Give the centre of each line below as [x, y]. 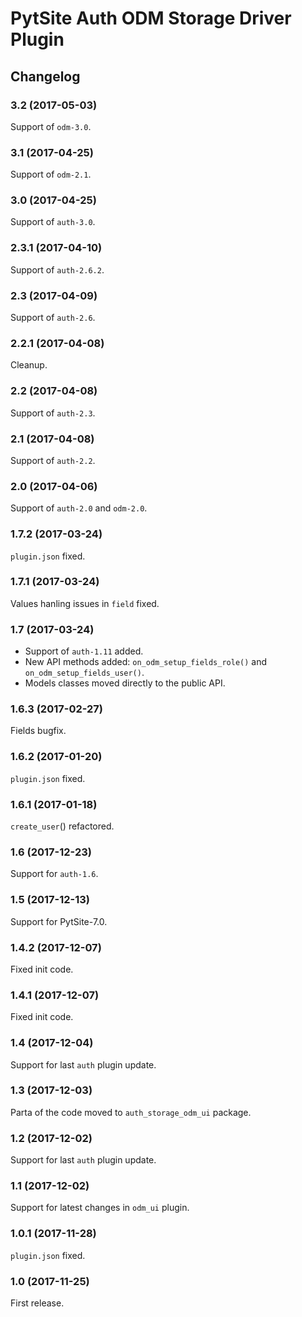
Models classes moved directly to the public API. [125, 683]
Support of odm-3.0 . [51, 126]
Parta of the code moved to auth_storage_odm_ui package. [131, 1112]
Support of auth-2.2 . [53, 460]
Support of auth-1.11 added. [84, 651]
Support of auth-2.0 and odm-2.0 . [79, 508]
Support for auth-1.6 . [54, 874]
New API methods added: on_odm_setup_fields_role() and [146, 662]
